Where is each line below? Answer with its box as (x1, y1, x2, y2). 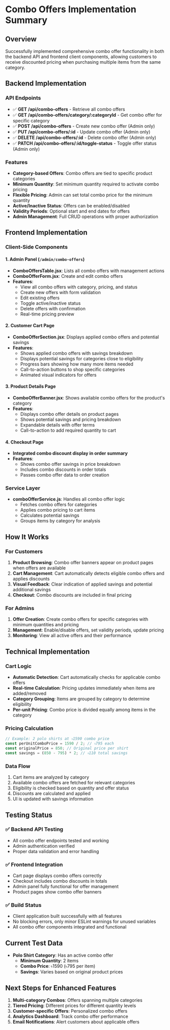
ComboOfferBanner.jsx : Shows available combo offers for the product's (12, 394, 165, 401)
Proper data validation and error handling (12, 848, 99, 854)
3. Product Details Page (5, 383, 56, 389)
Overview (5, 35, 37, 43)
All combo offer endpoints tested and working (12, 837, 109, 843)
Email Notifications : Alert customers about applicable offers (12, 1019, 140, 1025)
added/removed (12, 691, 47, 697)
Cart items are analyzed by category (12, 774, 90, 780)
